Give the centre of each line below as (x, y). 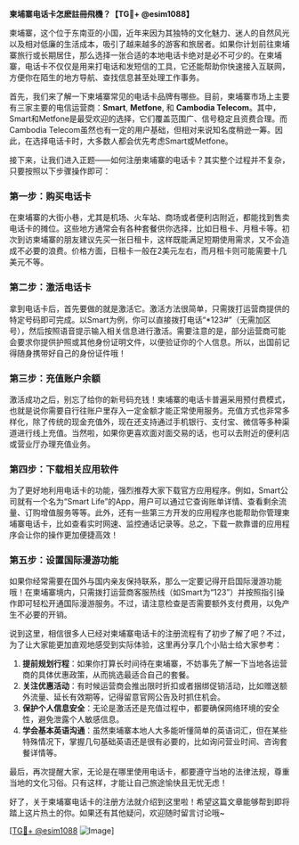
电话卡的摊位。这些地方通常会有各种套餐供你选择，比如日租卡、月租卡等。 (145, 229)
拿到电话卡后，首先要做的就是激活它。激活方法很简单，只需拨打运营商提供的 (149, 308)
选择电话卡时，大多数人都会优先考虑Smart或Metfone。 (133, 141)
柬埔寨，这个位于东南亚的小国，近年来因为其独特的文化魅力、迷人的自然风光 (149, 33)
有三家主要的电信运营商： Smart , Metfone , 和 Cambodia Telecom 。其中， (145, 107)
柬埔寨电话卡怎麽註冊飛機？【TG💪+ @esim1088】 (101, 14)
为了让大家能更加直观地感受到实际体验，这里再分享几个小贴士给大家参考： (145, 644)
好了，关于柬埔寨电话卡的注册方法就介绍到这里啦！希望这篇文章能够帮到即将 (149, 802)
